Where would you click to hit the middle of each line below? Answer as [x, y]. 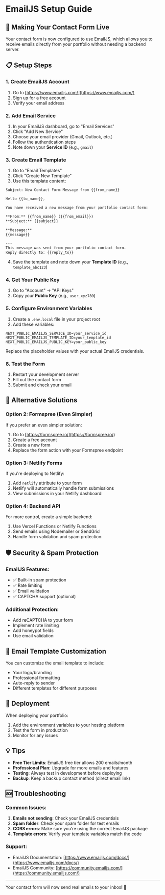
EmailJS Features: [27, 569]
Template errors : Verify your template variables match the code [77, 834]
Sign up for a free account [39, 98]
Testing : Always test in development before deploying [67, 773]
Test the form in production [40, 730]
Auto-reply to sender [34, 683]
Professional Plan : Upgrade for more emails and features [71, 768]
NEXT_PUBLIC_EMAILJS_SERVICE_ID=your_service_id [56, 333]
